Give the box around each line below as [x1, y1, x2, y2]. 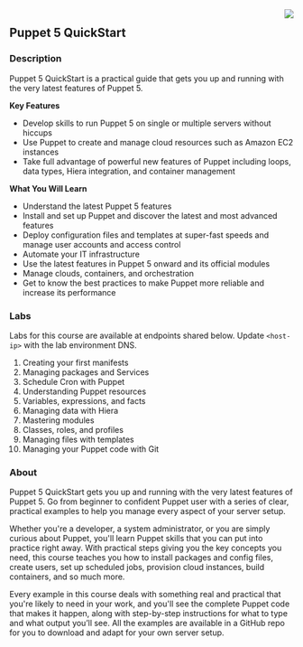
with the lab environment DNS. [23, 339, 137, 351]
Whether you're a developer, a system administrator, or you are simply [9, 523, 271, 534]
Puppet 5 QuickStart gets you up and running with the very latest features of [9, 487, 293, 498]
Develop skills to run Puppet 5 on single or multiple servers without [22, 117, 272, 128]
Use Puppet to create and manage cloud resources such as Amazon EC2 [22, 136, 294, 147]
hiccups [22, 127, 52, 138]
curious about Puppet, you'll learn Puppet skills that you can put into [9, 533, 263, 544]
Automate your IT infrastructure [22, 248, 141, 259]
